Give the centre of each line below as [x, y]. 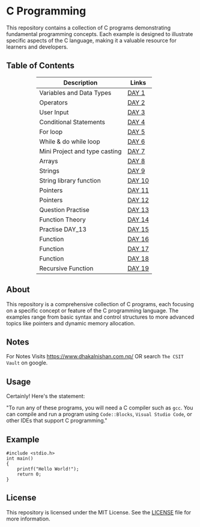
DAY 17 [138, 248]
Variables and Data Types [75, 92]
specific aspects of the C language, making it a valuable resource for [92, 40]
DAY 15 [138, 229]
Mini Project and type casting [80, 151]
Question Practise [65, 209]
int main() [20, 459]
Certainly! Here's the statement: [46, 396]
